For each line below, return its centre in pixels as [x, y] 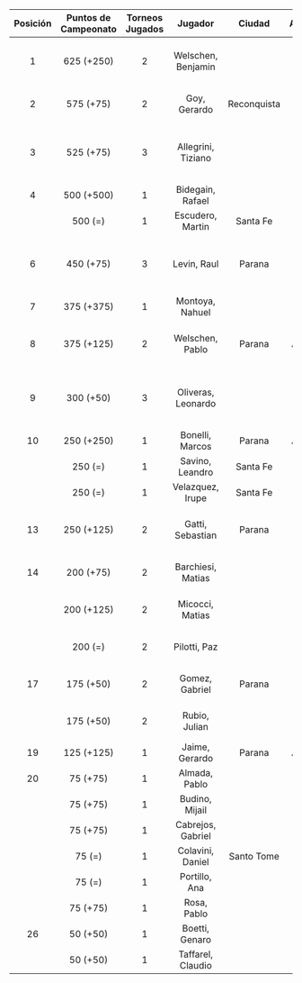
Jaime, [195, 747]
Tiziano [196, 158]
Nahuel [196, 312]
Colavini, [195, 851]
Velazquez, [195, 487]
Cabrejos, [195, 825]
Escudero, [195, 215]
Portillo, [195, 876]
